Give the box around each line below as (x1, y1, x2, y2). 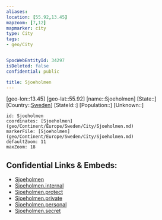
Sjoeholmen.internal (14, 182, 64, 189)
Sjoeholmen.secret (14, 208, 61, 215)
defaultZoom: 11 (6, 139, 46, 145)
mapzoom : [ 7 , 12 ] (6, 20, 46, 25)
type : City (6, 31, 33, 37)
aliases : (6, 8, 28, 15)
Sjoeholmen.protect (14, 189, 63, 196)
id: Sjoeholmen (6, 113, 44, 119)
